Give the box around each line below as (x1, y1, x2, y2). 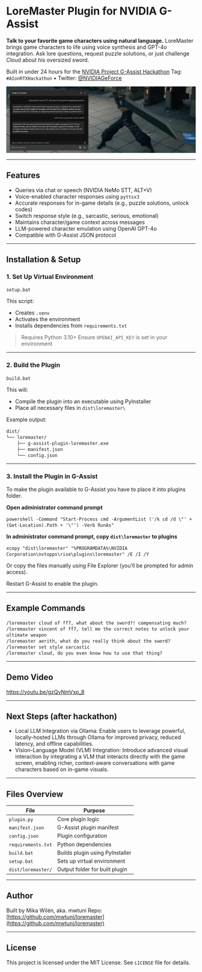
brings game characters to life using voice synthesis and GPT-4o (6, 43, 167, 51)
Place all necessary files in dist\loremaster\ (14, 404, 126, 411)
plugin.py (8, 816, 34, 822)
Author (6, 890, 33, 901)
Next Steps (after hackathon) (6, 711, 117, 721)
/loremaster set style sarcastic (6, 644, 90, 650)
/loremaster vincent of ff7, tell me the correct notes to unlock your (6, 626, 189, 632)
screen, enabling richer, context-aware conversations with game (14, 759, 175, 767)
